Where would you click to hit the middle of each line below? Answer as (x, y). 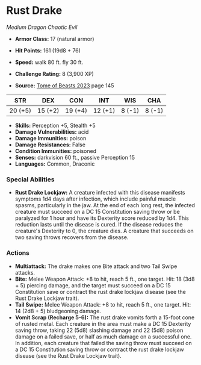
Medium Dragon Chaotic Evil (42, 27)
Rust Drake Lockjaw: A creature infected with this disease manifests (100, 193)
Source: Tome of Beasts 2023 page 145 (64, 86)
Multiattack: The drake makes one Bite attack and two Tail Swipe (96, 266)
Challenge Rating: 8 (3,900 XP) (54, 73)
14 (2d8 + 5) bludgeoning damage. (58, 311)
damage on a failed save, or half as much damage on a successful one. (103, 336)
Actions (18, 253)
